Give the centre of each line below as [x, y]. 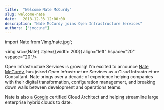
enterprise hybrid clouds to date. [39, 102]
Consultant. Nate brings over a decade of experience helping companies [79, 77]
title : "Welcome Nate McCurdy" [38, 10]
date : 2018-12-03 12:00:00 [35, 19]
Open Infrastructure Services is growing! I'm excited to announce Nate [77, 67]
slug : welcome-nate [25, 14]
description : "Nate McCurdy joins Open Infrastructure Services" [74, 23]
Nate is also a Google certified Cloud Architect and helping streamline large [82, 97]
